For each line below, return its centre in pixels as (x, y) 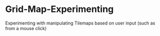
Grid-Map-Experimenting (60, 9)
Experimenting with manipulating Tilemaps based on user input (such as (80, 23)
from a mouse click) (26, 28)
